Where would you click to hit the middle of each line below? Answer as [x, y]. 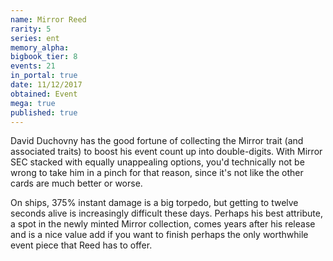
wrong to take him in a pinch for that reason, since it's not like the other [157, 173]
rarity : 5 [31, 29]
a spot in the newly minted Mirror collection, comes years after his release [163, 224]
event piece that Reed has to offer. [81, 245]
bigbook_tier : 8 [44, 57]
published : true [44, 112]
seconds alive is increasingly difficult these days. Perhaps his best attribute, [166, 213]
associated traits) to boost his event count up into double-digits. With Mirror [166, 152]
